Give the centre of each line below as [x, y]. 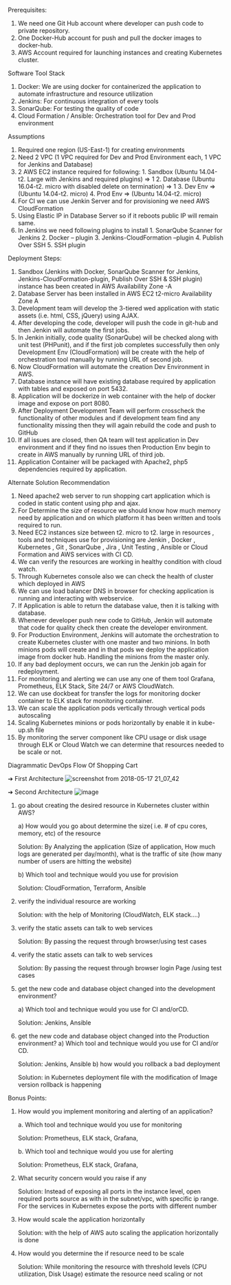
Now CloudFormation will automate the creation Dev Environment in [114, 367]
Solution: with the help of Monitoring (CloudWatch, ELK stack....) [109, 915]
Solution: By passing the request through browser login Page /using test [120, 968]
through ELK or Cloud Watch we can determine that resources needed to [121, 744]
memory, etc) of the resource [59, 833]
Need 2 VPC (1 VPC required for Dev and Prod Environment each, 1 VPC [120, 157]
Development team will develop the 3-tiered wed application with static [118, 308]
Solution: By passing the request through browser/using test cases [112, 941]
